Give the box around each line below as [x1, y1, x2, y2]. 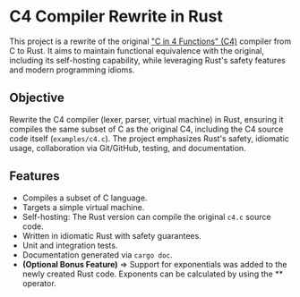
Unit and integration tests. [21, 240, 118, 250]
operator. [21, 277, 56, 288]
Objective [9, 90, 65, 106]
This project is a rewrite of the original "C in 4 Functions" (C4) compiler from [9, 36, 292, 47]
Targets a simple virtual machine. [21, 201, 145, 212]
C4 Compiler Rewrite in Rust [9, 6, 224, 27]
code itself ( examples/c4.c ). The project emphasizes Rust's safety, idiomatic [9, 132, 289, 144]
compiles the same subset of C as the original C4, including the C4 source [9, 123, 284, 134]
